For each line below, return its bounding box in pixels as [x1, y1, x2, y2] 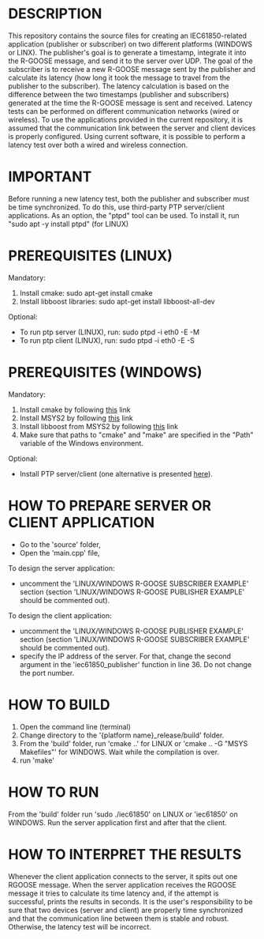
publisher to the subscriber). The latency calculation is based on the [8, 81, 230, 91]
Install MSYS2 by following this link [19, 413, 134, 423]
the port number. [19, 668, 75, 677]
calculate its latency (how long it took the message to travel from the [8, 73, 231, 82]
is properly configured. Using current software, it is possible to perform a [8, 131, 246, 141]
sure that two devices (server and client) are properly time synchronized [8, 905, 244, 914]
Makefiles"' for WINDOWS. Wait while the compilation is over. [19, 747, 219, 756]
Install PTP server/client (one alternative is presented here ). [19, 469, 213, 478]
